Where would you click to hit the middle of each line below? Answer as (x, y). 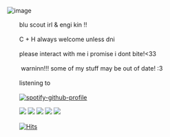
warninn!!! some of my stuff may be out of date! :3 (92, 68)
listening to (35, 83)
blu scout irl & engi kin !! (53, 25)
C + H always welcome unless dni (67, 39)
